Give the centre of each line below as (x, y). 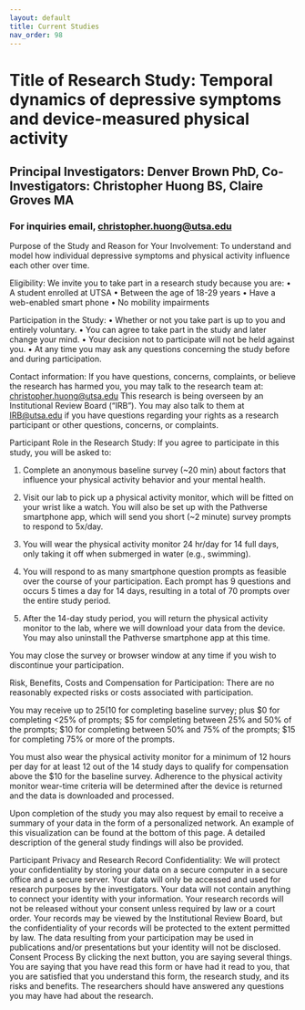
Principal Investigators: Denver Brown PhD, (134, 171)
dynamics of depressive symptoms (146, 99)
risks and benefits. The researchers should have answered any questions (147, 986)
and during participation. (56, 359)
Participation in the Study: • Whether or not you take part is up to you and (147, 320)
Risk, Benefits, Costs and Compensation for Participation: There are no (142, 683)
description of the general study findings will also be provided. (127, 843)
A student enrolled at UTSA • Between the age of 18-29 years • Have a (142, 293)
